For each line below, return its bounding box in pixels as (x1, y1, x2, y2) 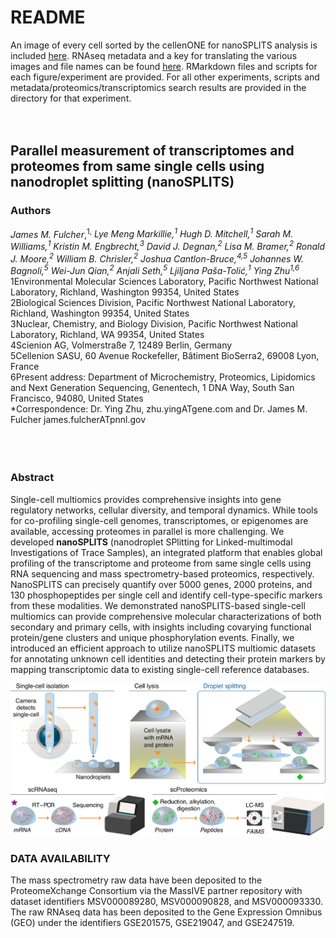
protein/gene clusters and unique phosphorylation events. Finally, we (10, 631, 295, 643)
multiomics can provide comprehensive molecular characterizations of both (10, 610, 322, 622)
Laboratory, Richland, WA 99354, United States (10, 329, 205, 341)
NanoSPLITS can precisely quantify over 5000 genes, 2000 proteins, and (10, 578, 313, 590)
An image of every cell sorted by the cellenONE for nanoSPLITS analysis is (10, 39, 318, 51)
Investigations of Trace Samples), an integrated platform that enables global (10, 546, 323, 558)
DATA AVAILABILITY (10, 851, 111, 865)
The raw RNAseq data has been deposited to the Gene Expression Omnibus (10, 906, 323, 918)
